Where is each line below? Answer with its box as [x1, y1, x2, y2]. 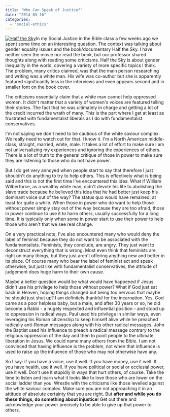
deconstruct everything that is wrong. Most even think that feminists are [5, 247, 156, 254]
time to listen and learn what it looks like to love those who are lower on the [5, 375, 162, 381]
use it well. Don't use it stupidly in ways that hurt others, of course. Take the [5, 369, 164, 375]
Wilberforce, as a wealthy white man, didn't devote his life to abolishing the [5, 184, 162, 190]
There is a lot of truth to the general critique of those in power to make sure [5, 152, 163, 158]
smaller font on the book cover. [5, 84, 71, 90]
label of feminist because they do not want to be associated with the [5, 236, 148, 242]
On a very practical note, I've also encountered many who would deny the [5, 231, 160, 237]
